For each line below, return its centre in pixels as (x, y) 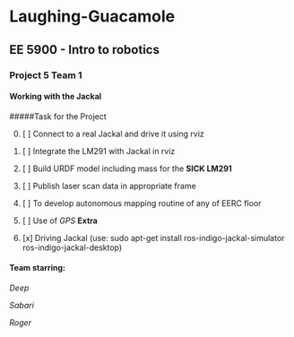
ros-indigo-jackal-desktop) (72, 247)
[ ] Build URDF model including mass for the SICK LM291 (127, 168)
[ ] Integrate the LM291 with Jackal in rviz (99, 151)
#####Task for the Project (58, 116)
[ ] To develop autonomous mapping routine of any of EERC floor (142, 203)
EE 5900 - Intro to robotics (84, 50)
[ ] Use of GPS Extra (60, 220)
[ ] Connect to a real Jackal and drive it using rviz (113, 134)
